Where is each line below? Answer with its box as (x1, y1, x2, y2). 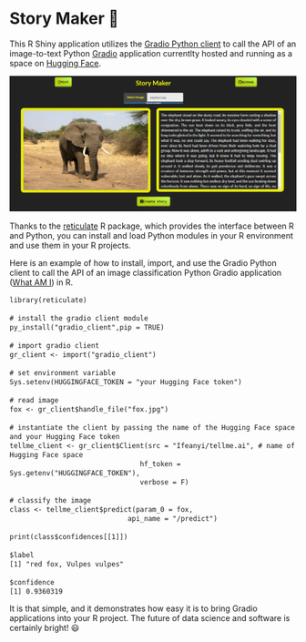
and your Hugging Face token (9, 432, 120, 441)
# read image (9, 395, 59, 404)
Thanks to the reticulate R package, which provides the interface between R (9, 220, 294, 231)
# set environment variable (9, 368, 117, 377)
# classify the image (9, 495, 92, 504)
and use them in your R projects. (9, 239, 132, 250)
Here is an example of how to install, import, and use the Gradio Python (9, 257, 278, 268)
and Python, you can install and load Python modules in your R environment (9, 229, 294, 240)
